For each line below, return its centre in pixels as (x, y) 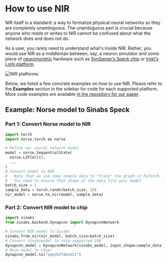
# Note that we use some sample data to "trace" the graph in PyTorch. (83, 176)
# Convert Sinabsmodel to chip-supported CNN (53, 240)
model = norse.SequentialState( (39, 153)
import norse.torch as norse (35, 139)
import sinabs (20, 218)
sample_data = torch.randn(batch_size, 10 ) (51, 190)
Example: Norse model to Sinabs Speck (67, 110)
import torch (19, 134)
